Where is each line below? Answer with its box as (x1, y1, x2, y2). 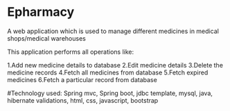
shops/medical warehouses (7, 34, 87, 42)
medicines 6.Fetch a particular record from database (7, 75, 157, 83)
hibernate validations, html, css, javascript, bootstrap (7, 96, 159, 104)
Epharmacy (7, 4, 75, 20)
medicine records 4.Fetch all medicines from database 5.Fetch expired (7, 68, 209, 77)
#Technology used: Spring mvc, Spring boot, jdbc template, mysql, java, (7, 89, 213, 97)
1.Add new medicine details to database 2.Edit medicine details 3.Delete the (7, 61, 224, 69)
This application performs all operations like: (7, 48, 134, 56)
